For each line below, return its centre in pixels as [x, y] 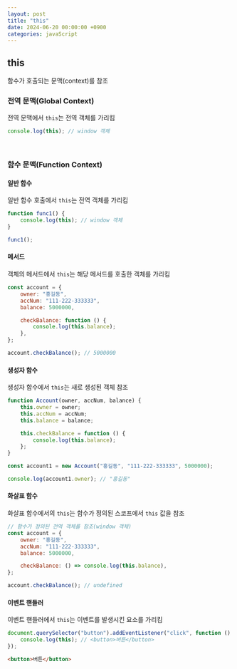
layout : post [27, 14]
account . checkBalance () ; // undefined [65, 586]
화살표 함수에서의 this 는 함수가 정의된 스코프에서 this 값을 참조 [96, 513]
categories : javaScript [43, 34]
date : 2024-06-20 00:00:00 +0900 [57, 27]
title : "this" [28, 21]
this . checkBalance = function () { [73, 433]
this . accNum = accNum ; [54, 414]
